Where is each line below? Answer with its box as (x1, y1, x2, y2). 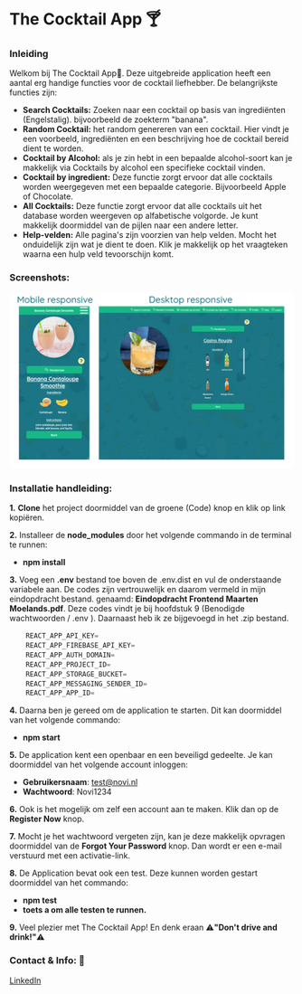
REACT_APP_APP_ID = (25, 688, 95, 698)
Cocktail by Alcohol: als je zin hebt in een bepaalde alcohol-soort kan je (22, 153, 293, 164)
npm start (22, 732, 61, 743)
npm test (22, 895, 57, 906)
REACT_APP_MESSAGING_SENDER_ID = (25, 679, 147, 688)
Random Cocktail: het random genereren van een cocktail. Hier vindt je (22, 124, 289, 135)
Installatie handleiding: (9, 482, 113, 495)
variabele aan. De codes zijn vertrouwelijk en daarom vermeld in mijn (9, 584, 267, 595)
